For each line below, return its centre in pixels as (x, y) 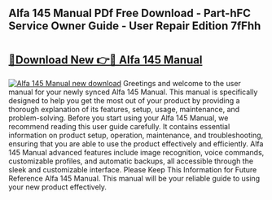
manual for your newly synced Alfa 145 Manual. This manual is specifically (133, 92)
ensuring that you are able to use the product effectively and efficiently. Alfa (136, 144)
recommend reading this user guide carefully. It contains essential (119, 126)
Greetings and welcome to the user (182, 83)
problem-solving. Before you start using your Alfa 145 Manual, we (118, 118)
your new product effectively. (58, 187)
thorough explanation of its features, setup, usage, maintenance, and (124, 109)
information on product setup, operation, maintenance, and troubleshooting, (136, 135)
